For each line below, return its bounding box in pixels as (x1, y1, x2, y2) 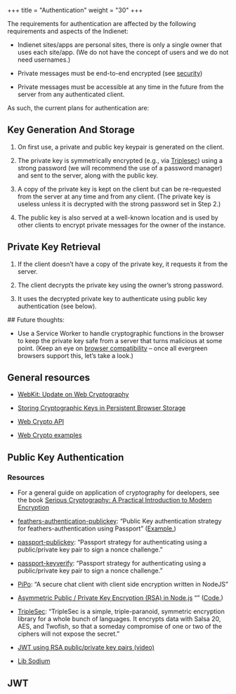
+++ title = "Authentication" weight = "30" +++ (7, 6, 143, 14)
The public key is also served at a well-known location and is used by (17, 213, 219, 222)
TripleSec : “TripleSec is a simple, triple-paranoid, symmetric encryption (17, 607, 225, 616)
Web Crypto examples (17, 431, 82, 439)
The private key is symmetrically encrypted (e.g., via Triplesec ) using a (17, 156, 223, 164)
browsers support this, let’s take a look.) (17, 351, 133, 360)
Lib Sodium (17, 657, 51, 665)
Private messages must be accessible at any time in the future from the (17, 83, 224, 91)
